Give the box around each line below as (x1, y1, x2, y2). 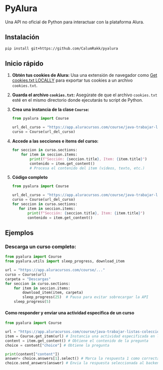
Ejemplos (5, 229, 34, 237)
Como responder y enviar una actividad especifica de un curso (5, 310, 134, 316)
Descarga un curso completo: (5, 243, 77, 250)
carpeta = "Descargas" (5, 277, 51, 282)
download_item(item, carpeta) (22, 290, 83, 295)
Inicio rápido (5, 59, 44, 68)
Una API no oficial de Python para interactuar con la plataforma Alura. (5, 19, 145, 25)
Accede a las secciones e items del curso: (12, 138, 98, 144)
